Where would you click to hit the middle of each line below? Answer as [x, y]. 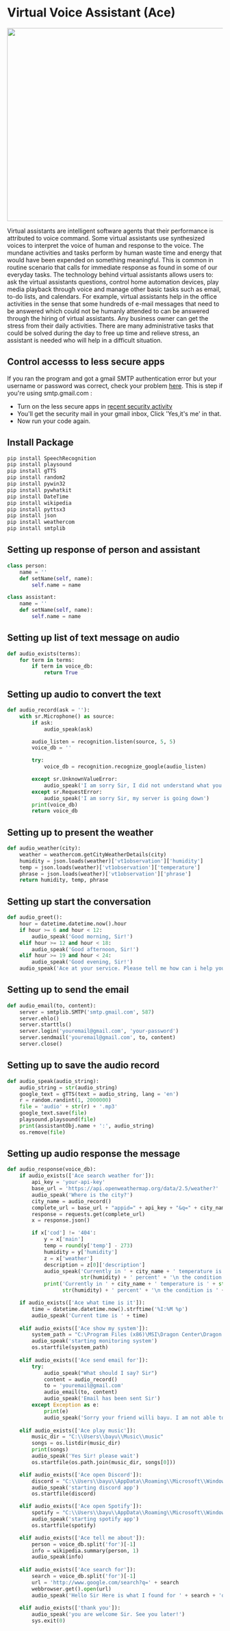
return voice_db [55, 811]
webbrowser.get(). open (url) [72, 1589]
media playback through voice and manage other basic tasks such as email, [114, 289]
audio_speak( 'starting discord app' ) [85, 1487]
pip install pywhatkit [39, 490]
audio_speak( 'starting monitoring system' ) [94, 1341]
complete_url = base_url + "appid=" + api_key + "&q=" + [114, 1208]
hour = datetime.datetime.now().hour [73, 924]
